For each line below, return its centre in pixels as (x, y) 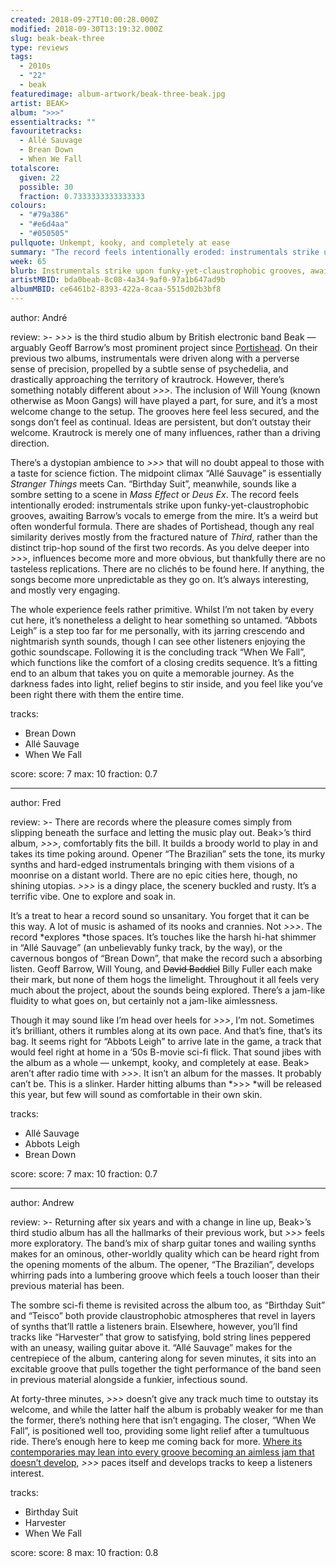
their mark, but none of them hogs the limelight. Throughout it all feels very (165, 979)
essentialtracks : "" (53, 122)
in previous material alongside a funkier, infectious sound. (129, 1379)
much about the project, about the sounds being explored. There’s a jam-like (168, 990)
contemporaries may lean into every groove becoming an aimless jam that (162, 1452)
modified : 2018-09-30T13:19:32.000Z (86, 29)
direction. (30, 443)
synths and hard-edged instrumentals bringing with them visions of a (152, 864)
